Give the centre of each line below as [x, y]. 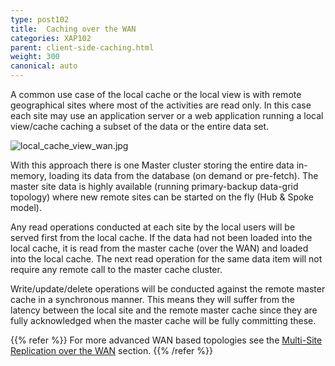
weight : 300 [35, 57]
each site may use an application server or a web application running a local [167, 115]
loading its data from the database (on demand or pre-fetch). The [183, 175]
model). [26, 207]
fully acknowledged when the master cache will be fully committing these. [163, 320]
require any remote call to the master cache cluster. [116, 269]
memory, [28, 175]
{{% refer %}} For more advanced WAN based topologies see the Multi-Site [166, 340]
